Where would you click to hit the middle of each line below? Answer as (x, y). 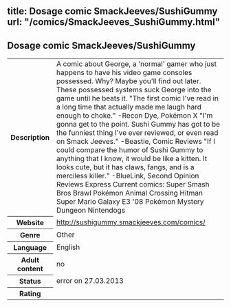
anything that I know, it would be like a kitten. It (132, 159)
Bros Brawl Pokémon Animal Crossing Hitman (130, 193)
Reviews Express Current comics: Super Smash (133, 184)
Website (30, 222)
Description (30, 137)
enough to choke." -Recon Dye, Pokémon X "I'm (134, 116)
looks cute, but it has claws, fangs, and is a (125, 167)
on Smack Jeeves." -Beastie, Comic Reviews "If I (135, 142)
